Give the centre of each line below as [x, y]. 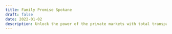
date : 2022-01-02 [24, 19]
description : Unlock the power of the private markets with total [78, 24]
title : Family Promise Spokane [39, 10]
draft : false [19, 14]
